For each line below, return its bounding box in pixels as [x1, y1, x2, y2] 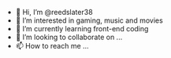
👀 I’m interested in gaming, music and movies [15, 16, 163, 25]
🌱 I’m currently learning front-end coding [15, 24, 149, 33]
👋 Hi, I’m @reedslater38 [15, 8, 93, 16]
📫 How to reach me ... [15, 42, 89, 50]
